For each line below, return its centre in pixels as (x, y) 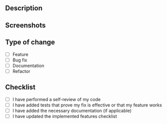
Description (24, 8)
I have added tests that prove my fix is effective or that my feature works (87, 105)
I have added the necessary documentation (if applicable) (72, 110)
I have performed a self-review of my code (56, 99)
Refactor (21, 71)
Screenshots (25, 25)
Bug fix (20, 60)
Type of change (30, 42)
